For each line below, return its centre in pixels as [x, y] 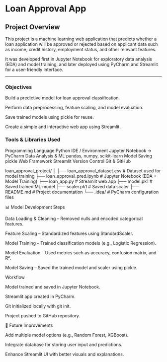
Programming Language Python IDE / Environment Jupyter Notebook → [78, 150]
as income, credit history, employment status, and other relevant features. [81, 49]
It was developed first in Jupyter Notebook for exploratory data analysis [79, 59]
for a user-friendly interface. [34, 70]
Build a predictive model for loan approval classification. [63, 98]
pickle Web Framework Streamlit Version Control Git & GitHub [68, 161]
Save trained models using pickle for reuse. [49, 117]
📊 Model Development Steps [35, 207]
